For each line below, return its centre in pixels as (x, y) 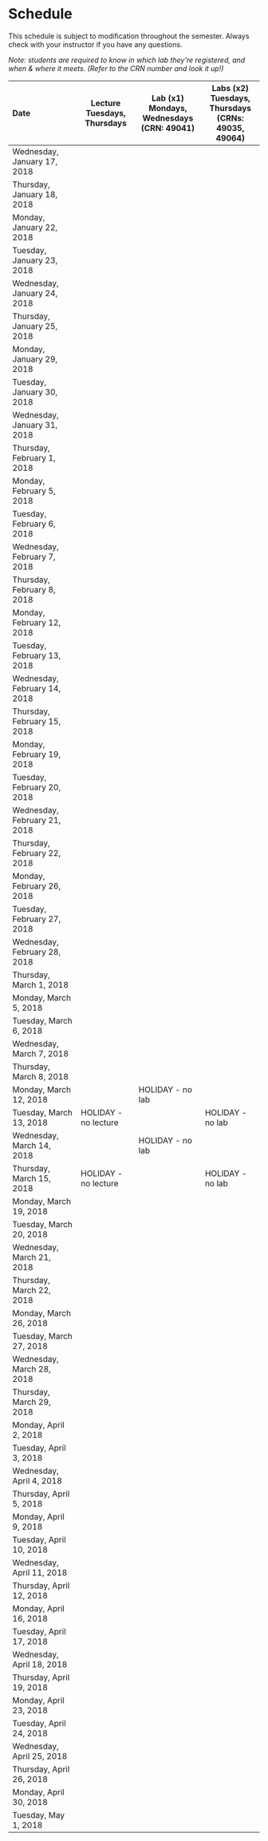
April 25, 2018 (40, 1756)
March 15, (32, 1178)
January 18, (35, 194)
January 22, (35, 227)
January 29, (35, 358)
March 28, (32, 1368)
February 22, (37, 853)
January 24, (35, 293)
